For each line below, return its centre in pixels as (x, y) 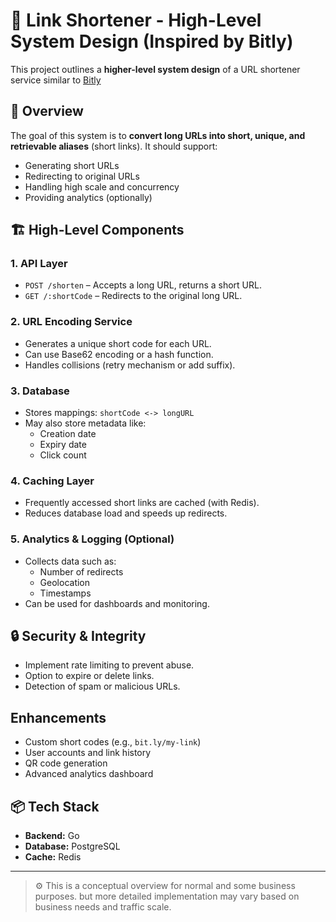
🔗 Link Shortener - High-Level (136, 20)
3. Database (40, 391)
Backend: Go (52, 836)
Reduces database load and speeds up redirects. (126, 513)
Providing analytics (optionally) (88, 197)
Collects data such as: (70, 561)
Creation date (68, 434)
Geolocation (65, 582)
